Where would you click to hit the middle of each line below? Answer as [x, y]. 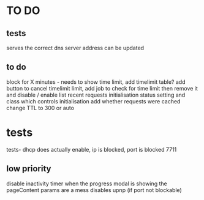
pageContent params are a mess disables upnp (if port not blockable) [94, 190]
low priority [29, 169]
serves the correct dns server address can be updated [75, 48]
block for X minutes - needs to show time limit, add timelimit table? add [96, 82]
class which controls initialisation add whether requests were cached [93, 101]
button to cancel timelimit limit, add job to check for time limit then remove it [102, 88]
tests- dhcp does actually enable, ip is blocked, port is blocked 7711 [92, 149]
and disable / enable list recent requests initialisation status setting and [96, 95]
